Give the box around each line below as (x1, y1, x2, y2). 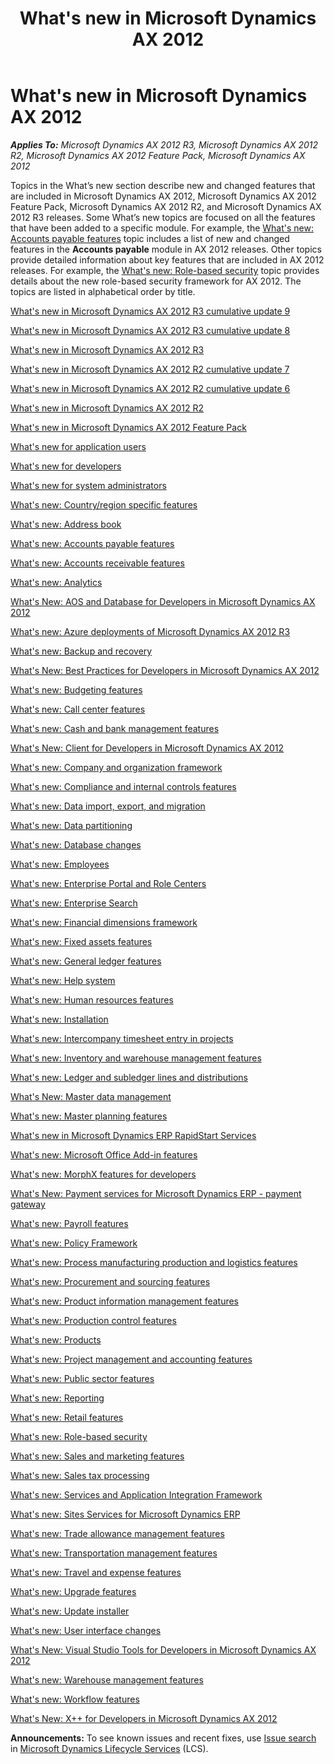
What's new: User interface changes (10, 1624, 162, 1636)
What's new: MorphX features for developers (10, 1168, 197, 1180)
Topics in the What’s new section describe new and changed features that (10, 179, 316, 191)
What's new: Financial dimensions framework (10, 916, 198, 928)
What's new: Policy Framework (10, 1237, 138, 1249)
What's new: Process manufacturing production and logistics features (10, 1256, 298, 1268)
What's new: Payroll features (10, 1217, 129, 1229)
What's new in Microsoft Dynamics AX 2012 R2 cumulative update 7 (10, 363, 290, 375)
